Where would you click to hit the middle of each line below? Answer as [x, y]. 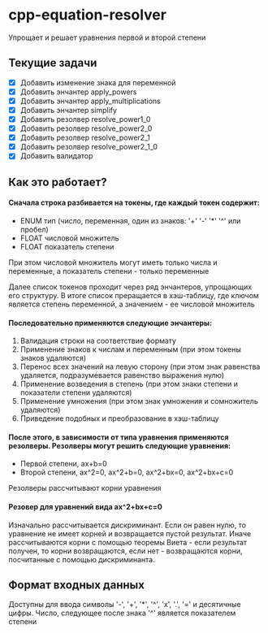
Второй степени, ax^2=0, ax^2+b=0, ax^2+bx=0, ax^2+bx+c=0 [127, 472]
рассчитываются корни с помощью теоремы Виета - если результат [128, 542]
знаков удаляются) [53, 358]
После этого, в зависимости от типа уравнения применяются [119, 437]
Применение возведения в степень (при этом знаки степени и [129, 384]
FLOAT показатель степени [67, 246]
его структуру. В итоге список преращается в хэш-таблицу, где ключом [134, 295]
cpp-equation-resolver [87, 15]
